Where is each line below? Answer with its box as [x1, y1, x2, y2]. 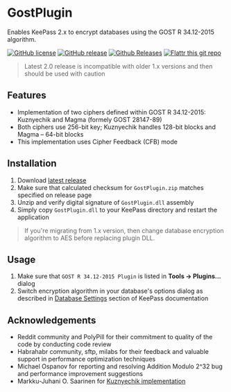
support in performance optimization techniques [17, 355, 156, 364]
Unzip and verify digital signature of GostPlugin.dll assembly [17, 198, 194, 206]
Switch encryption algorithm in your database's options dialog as [17, 287, 203, 296]
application [17, 213, 50, 221]
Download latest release [17, 176, 87, 185]
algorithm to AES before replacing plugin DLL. [24, 234, 155, 242]
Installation [7, 157, 57, 169]
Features [7, 90, 46, 101]
